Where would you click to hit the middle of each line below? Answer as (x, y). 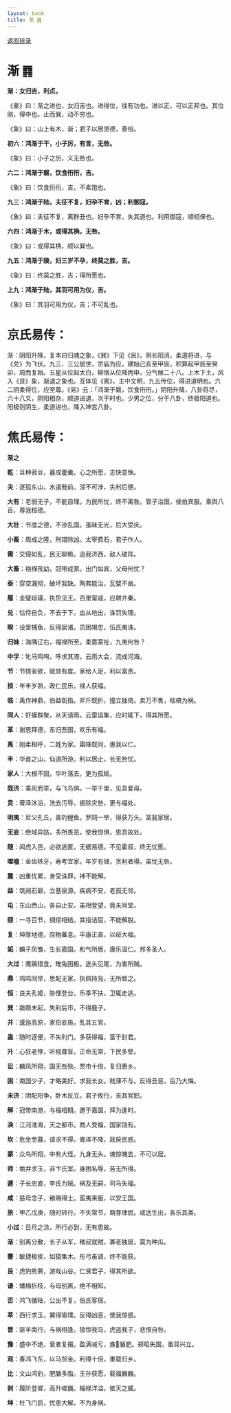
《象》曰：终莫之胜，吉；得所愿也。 (58, 275)
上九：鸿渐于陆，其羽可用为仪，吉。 (58, 290)
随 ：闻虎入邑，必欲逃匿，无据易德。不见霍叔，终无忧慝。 (88, 847)
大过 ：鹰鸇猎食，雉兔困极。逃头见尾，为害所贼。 (76, 964)
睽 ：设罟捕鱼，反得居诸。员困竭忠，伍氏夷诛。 (73, 627)
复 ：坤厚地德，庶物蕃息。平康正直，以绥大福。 (73, 934)
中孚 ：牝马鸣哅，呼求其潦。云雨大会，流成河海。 (76, 657)
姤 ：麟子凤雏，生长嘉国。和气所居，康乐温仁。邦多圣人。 (88, 949)
